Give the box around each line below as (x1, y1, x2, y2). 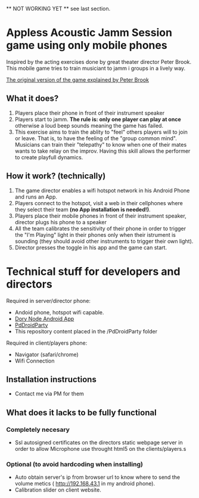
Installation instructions (6, 374, 97, 384)
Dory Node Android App (14, 315, 74, 322)
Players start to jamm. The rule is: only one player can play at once (14, 116, 182, 123)
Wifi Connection (14, 357, 55, 364)
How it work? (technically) (6, 171, 106, 181)
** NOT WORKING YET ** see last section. (6, 5, 111, 12)
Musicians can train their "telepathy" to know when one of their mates (14, 141, 187, 148)
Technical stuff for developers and (6, 265, 181, 278)
